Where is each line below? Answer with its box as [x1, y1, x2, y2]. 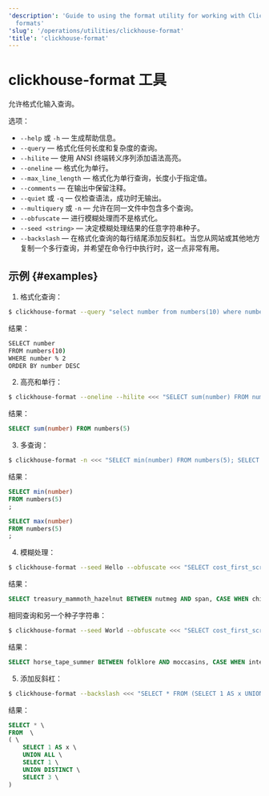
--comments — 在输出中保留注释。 [19, 184, 130, 193]
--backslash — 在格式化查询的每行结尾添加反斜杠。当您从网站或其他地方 [19, 233, 260, 243]
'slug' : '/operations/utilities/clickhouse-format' [8, 26, 184, 34]
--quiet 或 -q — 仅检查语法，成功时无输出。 [19, 193, 166, 203]
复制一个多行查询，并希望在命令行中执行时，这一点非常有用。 [19, 244, 224, 253]
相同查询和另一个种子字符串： [8, 611, 106, 620]
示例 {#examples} [8, 269, 98, 283]
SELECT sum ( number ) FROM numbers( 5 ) [8, 425, 130, 433]
